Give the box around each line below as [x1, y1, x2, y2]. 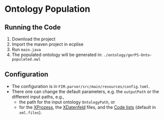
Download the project [11, 36, 56, 42]
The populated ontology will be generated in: [11, 52, 103, 58]
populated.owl [11, 57, 41, 62]
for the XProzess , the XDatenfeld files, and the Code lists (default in [19, 104, 156, 110]
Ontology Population [4, 3, 90, 15]
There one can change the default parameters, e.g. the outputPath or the [11, 89, 159, 94]
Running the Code [4, 23, 61, 31]
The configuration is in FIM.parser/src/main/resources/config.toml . [11, 83, 150, 89]
